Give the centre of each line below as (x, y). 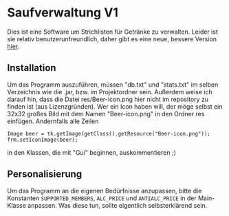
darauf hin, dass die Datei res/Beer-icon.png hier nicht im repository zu (108, 99)
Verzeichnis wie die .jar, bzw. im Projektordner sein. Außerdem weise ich (110, 91)
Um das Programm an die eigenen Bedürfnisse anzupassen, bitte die (105, 191)
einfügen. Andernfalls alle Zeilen (53, 121)
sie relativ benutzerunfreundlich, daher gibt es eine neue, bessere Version (112, 39)
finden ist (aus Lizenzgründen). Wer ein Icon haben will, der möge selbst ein (115, 106)
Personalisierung (45, 174)
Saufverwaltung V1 (63, 13)
